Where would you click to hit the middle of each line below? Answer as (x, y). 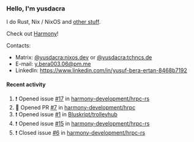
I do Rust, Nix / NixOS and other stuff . (54, 22)
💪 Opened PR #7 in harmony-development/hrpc (75, 107)
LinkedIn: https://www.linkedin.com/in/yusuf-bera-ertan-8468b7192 (101, 70)
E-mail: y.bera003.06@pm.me (53, 64)
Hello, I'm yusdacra (36, 9)
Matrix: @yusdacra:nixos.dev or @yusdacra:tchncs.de (84, 58)
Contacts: (19, 46)
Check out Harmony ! (32, 34)
